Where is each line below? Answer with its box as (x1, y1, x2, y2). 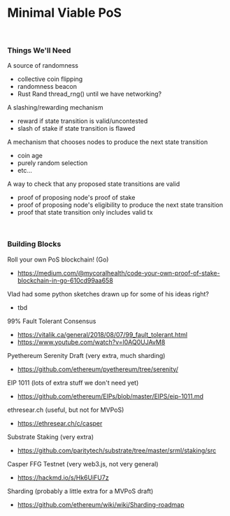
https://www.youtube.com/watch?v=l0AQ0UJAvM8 (17, 338, 166, 346)
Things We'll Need (7, 45, 71, 55)
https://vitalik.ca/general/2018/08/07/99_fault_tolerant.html (17, 330, 187, 338)
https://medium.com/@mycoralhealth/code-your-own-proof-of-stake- (17, 268, 220, 277)
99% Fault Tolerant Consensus (7, 317, 96, 325)
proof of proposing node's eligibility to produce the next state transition (17, 201, 224, 209)
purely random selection (17, 159, 88, 167)
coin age (17, 152, 43, 160)
